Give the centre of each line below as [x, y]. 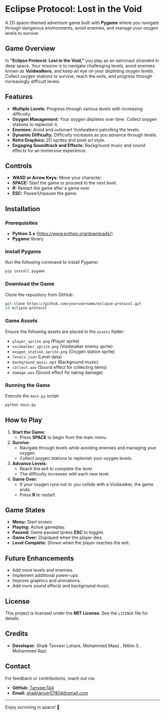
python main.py [21, 405]
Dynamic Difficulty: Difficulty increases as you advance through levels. [85, 135]
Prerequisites [21, 223]
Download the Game [30, 284]
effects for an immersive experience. [49, 150]
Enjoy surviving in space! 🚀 [32, 707]
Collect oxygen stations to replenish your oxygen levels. [76, 458]
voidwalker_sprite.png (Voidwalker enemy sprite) [62, 346]
